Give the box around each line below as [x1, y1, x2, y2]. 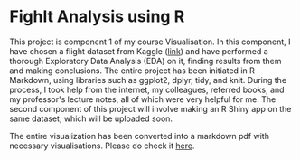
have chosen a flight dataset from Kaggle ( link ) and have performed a [9, 45, 268, 56]
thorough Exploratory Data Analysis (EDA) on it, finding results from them [9, 55, 282, 66]
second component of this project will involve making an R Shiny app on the [9, 103, 292, 114]
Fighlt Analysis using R [9, 6, 185, 27]
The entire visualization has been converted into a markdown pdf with [9, 130, 269, 141]
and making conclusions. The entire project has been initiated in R [9, 65, 255, 76]
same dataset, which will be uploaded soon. [9, 113, 173, 124]
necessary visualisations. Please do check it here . [9, 140, 195, 151]
